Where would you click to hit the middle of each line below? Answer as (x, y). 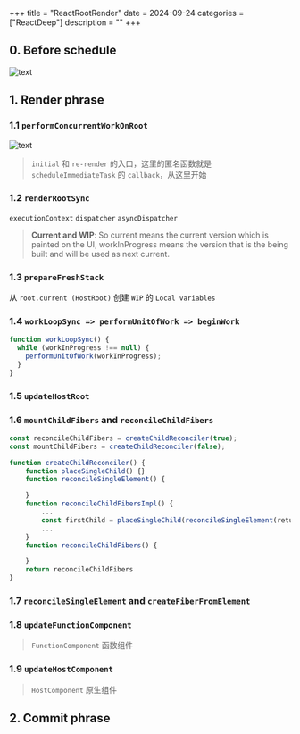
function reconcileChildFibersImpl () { (100, 504)
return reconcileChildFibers (79, 570)
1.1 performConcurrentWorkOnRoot (79, 126)
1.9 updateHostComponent (61, 669)
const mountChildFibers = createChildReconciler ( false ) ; (117, 446)
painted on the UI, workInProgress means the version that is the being (159, 244)
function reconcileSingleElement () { (96, 480)
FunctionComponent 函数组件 (82, 646)
